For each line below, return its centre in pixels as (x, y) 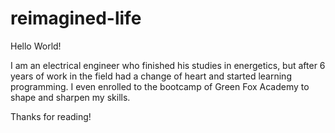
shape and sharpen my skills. (70, 97)
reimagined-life (76, 18)
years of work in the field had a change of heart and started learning (151, 76)
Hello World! (36, 46)
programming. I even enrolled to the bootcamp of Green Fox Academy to (160, 86)
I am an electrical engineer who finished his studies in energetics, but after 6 (168, 65)
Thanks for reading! (51, 116)
